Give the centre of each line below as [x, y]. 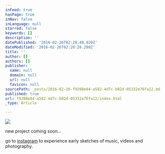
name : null [21, 71]
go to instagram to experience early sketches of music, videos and [74, 141]
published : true [22, 94]
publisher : [17, 66]
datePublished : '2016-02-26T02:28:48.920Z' [51, 43]
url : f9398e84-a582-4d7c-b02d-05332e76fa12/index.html [64, 98]
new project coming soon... [33, 131]
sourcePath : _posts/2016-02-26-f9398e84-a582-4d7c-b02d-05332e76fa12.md [83, 89]
